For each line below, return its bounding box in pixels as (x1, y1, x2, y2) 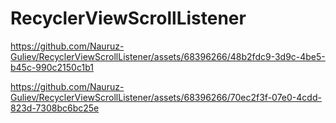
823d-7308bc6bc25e (10, 102, 100, 114)
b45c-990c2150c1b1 (10, 61, 94, 73)
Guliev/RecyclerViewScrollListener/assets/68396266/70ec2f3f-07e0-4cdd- (10, 91, 322, 103)
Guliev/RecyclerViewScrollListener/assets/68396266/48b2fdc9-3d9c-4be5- (10, 50, 326, 62)
